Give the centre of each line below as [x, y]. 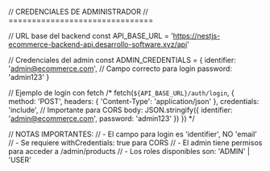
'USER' [20, 160]
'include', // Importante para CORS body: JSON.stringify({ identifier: [120, 110]
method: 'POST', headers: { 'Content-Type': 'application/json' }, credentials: [134, 101]
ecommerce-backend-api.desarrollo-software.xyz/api [98, 44]
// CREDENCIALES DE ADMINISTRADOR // [79, 12]
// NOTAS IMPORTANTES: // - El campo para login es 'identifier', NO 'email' [133, 134]
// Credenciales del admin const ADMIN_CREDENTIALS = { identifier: [122, 60]
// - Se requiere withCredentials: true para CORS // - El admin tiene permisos [135, 143]
